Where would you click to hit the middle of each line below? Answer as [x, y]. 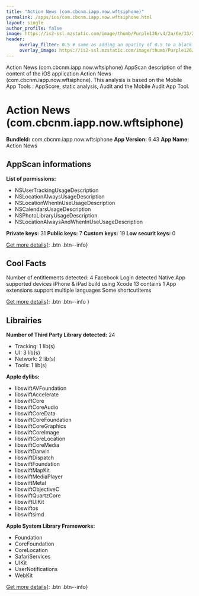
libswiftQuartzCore [38, 496]
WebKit [24, 575]
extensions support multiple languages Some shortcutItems [79, 290]
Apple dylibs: [23, 377]
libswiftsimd [29, 515]
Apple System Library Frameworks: [51, 526]
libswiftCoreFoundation [43, 420]
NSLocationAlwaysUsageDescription [60, 196]
